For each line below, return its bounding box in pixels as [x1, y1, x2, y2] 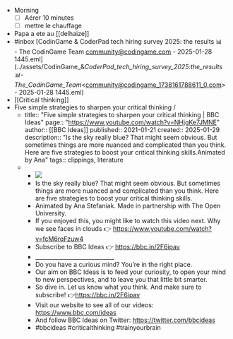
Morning [13, 6, 39, 14]
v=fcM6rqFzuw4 [35, 234, 83, 243]
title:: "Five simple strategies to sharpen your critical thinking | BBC [24, 111, 220, 119]
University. [35, 209, 67, 218]
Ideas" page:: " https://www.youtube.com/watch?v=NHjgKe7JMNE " [24, 118, 220, 126]
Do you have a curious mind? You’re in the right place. [35, 261, 193, 269]
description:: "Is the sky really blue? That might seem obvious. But [24, 133, 217, 142]
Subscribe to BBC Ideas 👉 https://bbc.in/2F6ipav [35, 243, 180, 251]
